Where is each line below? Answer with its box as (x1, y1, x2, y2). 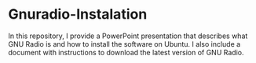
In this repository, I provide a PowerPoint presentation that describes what (8, 31, 248, 40)
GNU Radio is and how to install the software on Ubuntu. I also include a (8, 39, 241, 48)
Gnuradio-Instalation (8, 5, 148, 23)
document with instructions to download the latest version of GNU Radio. (8, 47, 244, 57)
